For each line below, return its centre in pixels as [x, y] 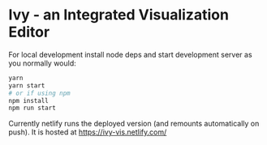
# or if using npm [39, 93]
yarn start [27, 85]
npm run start [32, 108]
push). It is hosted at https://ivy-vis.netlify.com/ [88, 132]
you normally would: [43, 63]
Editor [29, 32]
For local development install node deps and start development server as [131, 54]
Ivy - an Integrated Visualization [119, 15]
